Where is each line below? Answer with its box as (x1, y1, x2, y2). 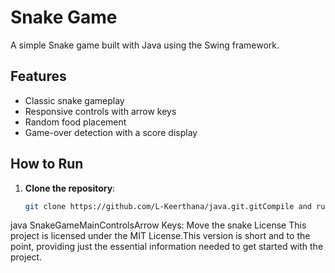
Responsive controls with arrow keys (24, 105, 177, 117)
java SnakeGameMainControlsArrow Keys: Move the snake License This (10, 219, 307, 231)
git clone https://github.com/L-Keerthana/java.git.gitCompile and (24, 201, 312, 211)
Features (10, 68, 67, 85)
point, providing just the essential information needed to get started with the (10, 241, 324, 253)
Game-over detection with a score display (24, 126, 198, 138)
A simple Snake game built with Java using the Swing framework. (10, 39, 280, 51)
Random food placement (24, 116, 127, 128)
